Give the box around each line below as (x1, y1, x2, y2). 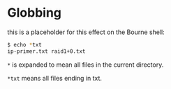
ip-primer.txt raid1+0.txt (7, 47, 86, 55)
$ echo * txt (7, 41, 42, 48)
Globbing (7, 5, 61, 21)
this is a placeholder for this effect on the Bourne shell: (7, 28, 165, 36)
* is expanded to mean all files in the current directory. (7, 60, 164, 69)
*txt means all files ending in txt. (7, 74, 103, 82)
